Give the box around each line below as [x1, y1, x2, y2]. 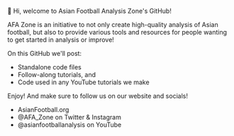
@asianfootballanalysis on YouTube [17, 120, 122, 129]
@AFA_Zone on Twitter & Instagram [17, 113, 122, 121]
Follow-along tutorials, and [17, 71, 96, 79]
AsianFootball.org [17, 106, 69, 113]
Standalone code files [17, 63, 82, 71]
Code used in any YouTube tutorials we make [17, 78, 150, 86]
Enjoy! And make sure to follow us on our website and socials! [7, 92, 188, 100]
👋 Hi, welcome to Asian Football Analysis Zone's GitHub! [7, 7, 172, 15]
